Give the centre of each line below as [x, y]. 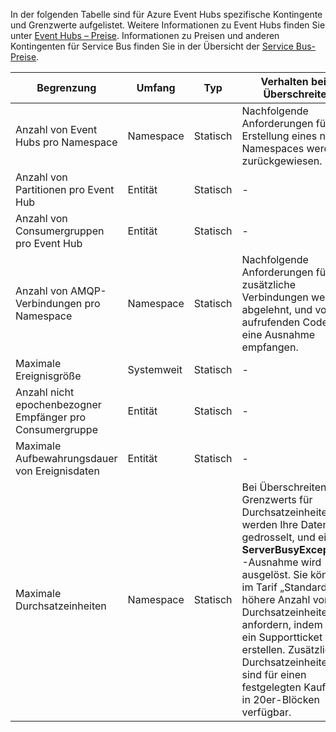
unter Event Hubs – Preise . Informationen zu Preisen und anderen [145, 35]
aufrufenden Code [284, 322]
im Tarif [259, 587]
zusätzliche [269, 284]
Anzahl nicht [45, 392]
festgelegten [271, 687]
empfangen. [270, 347]
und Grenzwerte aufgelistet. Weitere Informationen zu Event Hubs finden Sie [168, 25]
